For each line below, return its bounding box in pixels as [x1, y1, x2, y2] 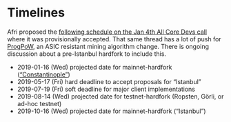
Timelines [7, 5, 66, 21]
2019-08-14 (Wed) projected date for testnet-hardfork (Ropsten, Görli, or [17, 92, 224, 101]
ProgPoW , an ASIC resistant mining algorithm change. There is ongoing [7, 42, 209, 50]
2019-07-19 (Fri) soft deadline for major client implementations [17, 85, 195, 93]
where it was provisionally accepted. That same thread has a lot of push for [7, 34, 222, 43]
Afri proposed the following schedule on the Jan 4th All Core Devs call [7, 28, 208, 36]
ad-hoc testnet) [17, 99, 62, 108]
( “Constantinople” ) [17, 70, 70, 79]
